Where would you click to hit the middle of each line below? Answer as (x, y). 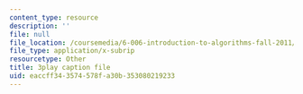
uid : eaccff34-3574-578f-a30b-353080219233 (92, 76)
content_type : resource (54, 17)
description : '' (40, 26)
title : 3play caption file (60, 68)
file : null (30, 34)
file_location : (38, 43)
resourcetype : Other (48, 59)
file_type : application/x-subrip (72, 51)
